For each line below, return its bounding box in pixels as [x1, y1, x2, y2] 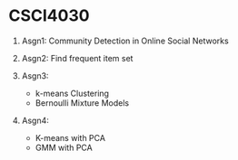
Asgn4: [21, 115, 49, 126]
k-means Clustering [35, 88, 110, 99]
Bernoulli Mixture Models [35, 97, 129, 108]
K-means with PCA [35, 132, 106, 143]
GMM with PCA [35, 142, 93, 153]
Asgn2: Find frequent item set [21, 52, 134, 63]
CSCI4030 [8, 5, 90, 26]
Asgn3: [21, 70, 49, 81]
